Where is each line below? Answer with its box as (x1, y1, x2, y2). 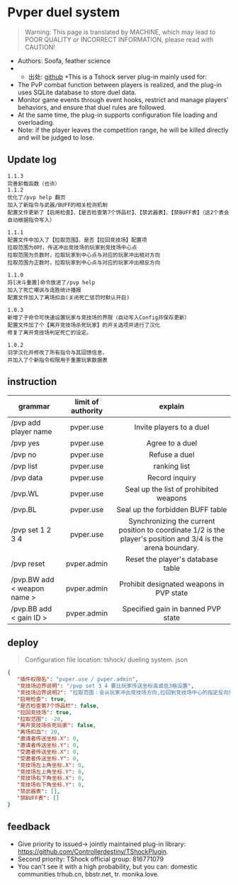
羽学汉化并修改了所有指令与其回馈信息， (7, 349, 108, 356)
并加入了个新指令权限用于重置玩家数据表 (7, 356, 108, 364)
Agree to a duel (146, 438, 198, 447)
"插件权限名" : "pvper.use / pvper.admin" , (16, 676, 139, 683)
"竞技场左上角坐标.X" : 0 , (16, 762, 85, 769)
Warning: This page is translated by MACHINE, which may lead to (24, 28, 216, 36)
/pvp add (11, 418, 41, 428)
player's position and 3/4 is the (120, 533, 224, 543)
